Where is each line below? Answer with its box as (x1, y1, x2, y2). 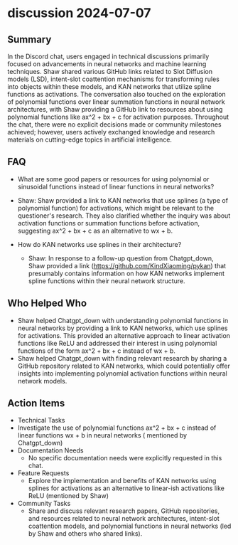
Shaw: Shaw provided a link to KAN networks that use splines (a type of (17, 196, 229, 204)
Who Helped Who (7, 297, 87, 309)
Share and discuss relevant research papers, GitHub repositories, (28, 507, 220, 515)
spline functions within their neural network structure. (28, 276, 186, 285)
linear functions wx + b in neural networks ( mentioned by (17, 431, 187, 440)
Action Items (7, 397, 65, 410)
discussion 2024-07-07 (7, 5, 151, 21)
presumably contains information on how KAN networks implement (28, 269, 225, 277)
